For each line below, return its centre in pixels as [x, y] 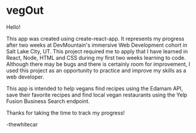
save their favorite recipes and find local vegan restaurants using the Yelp [97, 95]
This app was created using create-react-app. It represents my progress [95, 38]
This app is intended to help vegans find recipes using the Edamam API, [95, 88]
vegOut [25, 10]
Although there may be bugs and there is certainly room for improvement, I [98, 64]
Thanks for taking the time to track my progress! [66, 113]
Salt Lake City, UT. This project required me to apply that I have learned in [97, 51]
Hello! [13, 27]
